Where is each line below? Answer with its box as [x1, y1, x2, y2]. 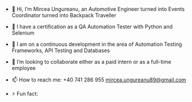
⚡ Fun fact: [11, 90, 38, 97]
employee [11, 64, 36, 72]
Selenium [11, 29, 35, 36]
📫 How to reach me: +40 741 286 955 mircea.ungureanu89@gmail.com [11, 76, 187, 83]
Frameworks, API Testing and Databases [11, 47, 110, 54]
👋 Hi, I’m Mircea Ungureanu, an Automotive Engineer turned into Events [11, 6, 185, 12]
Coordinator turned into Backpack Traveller [11, 12, 116, 19]
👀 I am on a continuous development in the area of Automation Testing [11, 41, 182, 47]
